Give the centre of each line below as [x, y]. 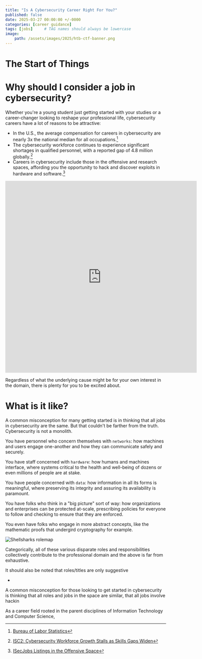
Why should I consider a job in [70, 87]
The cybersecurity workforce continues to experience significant [81, 145]
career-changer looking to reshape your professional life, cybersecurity [80, 118]
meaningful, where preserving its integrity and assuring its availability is [81, 488]
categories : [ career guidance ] [39, 24]
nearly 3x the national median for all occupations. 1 [65, 139]
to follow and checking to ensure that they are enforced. [64, 514]
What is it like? [37, 406]
